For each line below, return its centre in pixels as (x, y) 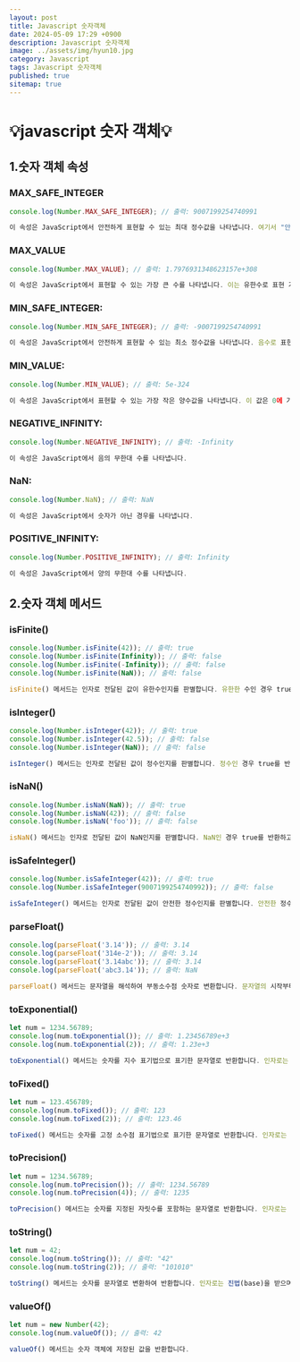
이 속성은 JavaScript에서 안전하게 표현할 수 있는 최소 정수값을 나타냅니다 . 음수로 (143, 343)
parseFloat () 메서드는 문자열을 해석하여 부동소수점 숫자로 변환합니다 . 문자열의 (138, 986)
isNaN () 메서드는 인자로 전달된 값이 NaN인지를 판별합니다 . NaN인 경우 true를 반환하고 (151, 838)
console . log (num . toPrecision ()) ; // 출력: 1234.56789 (109, 1185)
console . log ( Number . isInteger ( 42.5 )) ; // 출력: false (109, 739)
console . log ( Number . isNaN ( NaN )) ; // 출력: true (97, 805)
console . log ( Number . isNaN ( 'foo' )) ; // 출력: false (104, 821)
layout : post (33, 17)
